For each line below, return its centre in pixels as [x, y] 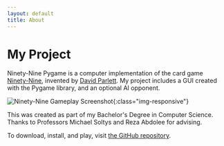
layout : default [30, 13]
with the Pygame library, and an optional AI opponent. [84, 88]
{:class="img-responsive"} [151, 102]
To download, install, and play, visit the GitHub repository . [89, 136]
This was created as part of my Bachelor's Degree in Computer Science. [110, 115]
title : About [26, 20]
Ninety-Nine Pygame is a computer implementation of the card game [105, 73]
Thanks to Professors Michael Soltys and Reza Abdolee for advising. [105, 122]
